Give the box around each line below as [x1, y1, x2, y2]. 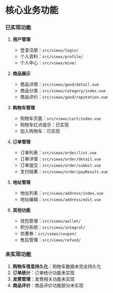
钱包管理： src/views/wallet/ [20, 218, 81, 224]
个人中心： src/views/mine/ [20, 60, 77, 66]
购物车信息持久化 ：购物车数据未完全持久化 [12, 263, 101, 269]
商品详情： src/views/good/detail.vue [20, 81, 99, 88]
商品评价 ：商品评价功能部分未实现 [12, 282, 84, 288]
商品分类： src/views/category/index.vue [20, 88, 106, 94]
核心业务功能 [5, 5, 59, 16]
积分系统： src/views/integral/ [20, 224, 86, 230]
